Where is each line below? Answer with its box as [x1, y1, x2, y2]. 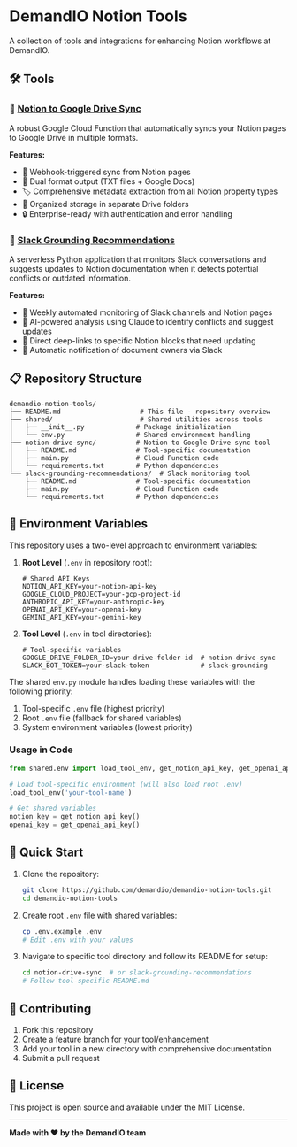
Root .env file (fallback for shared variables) [21, 712, 183, 723]
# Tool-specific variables [21, 645, 122, 654]
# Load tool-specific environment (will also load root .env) [9, 780, 243, 789]
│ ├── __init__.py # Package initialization [9, 422, 232, 431]
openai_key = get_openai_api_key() [9, 820, 141, 829]
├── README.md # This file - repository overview [9, 407, 271, 416]
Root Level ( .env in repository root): [21, 557, 153, 567]
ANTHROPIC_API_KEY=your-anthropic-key [21, 597, 165, 606]
